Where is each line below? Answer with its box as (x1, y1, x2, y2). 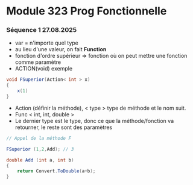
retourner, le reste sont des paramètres (14, 124, 113, 131)
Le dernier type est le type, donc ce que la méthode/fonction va (14, 117, 174, 124)
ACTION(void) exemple (14, 65, 73, 72)
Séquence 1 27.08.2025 (6, 26, 77, 34)
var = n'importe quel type (14, 39, 78, 46)
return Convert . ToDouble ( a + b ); (17, 168, 96, 174)
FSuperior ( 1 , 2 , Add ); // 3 (6, 146, 74, 152)
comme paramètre (14, 58, 62, 66)
